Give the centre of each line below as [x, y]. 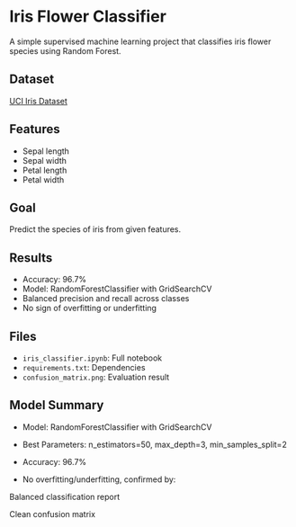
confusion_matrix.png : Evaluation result [96, 377]
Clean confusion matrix [53, 514]
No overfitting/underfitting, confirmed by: [99, 479]
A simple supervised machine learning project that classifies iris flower [140, 41]
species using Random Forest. [65, 50]
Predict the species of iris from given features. [95, 229]
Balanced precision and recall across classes [106, 299]
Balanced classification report [65, 496]
